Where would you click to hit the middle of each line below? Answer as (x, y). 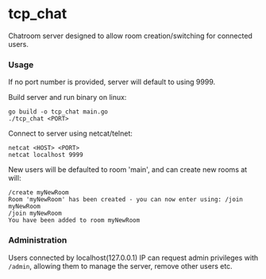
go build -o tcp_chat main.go (58, 112)
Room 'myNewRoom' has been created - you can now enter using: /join (126, 200)
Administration (38, 240)
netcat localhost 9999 (46, 155)
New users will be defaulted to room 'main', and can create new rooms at (128, 170)
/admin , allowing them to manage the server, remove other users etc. (120, 266)
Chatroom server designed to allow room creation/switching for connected (130, 36)
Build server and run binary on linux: (67, 97)
